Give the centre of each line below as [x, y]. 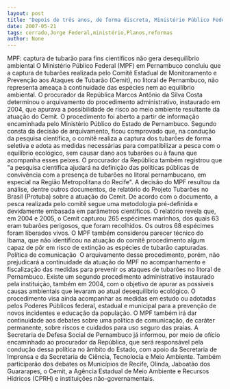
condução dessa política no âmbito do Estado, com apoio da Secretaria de [112, 349]
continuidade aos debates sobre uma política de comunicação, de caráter [111, 321]
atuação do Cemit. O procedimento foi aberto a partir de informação [103, 116]
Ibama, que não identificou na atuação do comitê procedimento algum [106, 240]
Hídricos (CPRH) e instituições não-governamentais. [81, 379]
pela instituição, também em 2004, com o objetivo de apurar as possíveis [111, 284]
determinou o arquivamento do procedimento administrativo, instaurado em [114, 102]
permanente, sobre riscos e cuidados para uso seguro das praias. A [103, 328]
